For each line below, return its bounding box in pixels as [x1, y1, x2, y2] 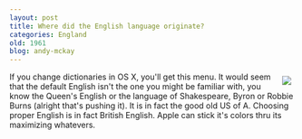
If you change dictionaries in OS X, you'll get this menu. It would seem [9, 71, 271, 82]
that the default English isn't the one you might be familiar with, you [9, 81, 261, 92]
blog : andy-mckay [9, 47, 75, 56]
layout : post [9, 13, 59, 23]
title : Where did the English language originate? [9, 22, 205, 31]
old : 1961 [9, 38, 47, 48]
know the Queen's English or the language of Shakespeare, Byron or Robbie [9, 91, 294, 102]
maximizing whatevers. [9, 119, 96, 131]
